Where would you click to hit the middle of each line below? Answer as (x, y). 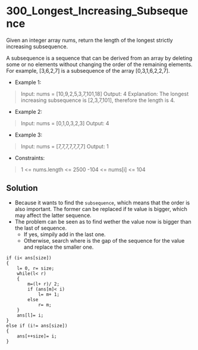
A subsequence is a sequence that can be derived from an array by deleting (99, 58)
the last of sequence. (41, 228)
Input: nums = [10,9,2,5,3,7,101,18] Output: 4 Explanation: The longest (105, 94)
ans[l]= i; (30, 315)
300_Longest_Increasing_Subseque (97, 11)
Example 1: (28, 82)
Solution (22, 188)
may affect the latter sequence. (53, 215)
